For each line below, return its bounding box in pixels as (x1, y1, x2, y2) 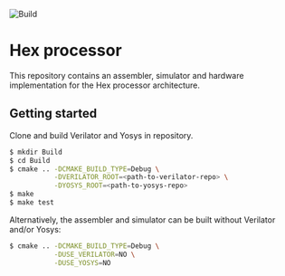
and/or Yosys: (9, 224, 62, 234)
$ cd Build (9, 156, 51, 165)
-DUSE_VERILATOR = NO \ (53, 250, 136, 259)
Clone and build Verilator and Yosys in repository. (9, 129, 194, 140)
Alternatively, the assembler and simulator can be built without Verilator (9, 214, 276, 225)
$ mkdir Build (9, 148, 63, 157)
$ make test (9, 198, 54, 207)
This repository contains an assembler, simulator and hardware (9, 70, 244, 81)
